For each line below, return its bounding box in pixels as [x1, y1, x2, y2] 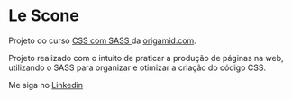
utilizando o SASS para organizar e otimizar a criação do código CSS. [8, 62, 267, 73]
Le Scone [8, 5, 80, 26]
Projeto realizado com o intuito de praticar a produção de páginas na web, [8, 52, 285, 63]
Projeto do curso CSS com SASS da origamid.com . [8, 35, 197, 46]
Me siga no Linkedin [8, 79, 83, 90]
